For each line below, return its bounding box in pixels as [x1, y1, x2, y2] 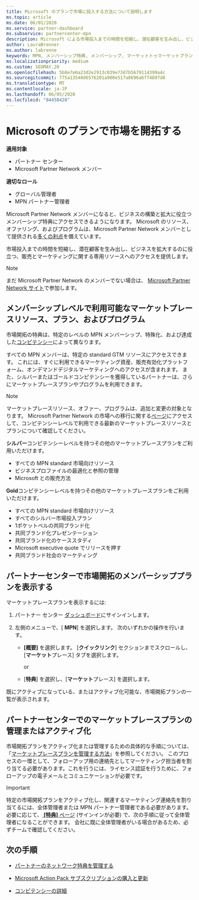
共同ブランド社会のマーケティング [14, 552, 98, 559]
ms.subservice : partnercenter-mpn [6, 31, 92, 37]
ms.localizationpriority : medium [6, 58, 89, 64]
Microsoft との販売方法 [14, 475, 71, 482]
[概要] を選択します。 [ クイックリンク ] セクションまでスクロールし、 [23, 644, 191, 651]
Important [6, 784, 30, 791]
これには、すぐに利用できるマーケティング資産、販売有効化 [17, 358, 162, 365]
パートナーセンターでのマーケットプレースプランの [6, 714, 192, 724]
